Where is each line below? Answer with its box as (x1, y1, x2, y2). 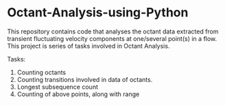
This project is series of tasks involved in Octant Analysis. (7, 42, 170, 50)
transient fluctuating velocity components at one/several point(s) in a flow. (7, 34, 217, 42)
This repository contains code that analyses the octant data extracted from (7, 27, 219, 35)
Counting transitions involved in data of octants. (16, 75, 153, 83)
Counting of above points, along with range (16, 90, 140, 98)
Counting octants (16, 68, 67, 76)
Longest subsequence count (16, 82, 98, 91)
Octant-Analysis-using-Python (7, 5, 189, 20)
